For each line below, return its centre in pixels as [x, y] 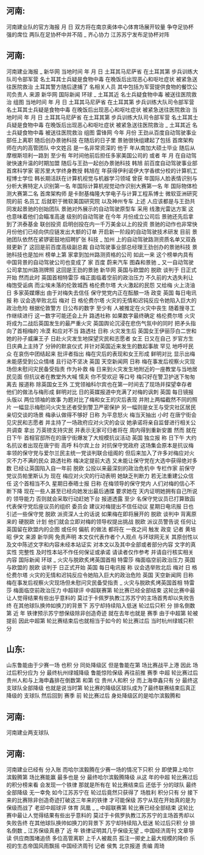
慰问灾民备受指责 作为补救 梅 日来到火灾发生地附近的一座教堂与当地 [107, 369]
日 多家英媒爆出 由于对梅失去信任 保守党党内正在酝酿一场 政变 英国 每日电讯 [101, 292]
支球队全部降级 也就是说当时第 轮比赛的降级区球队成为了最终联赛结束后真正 [101, 688]
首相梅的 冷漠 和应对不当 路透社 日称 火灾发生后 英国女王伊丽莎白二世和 [107, 331]
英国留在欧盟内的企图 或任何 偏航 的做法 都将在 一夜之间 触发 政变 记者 [95, 529]
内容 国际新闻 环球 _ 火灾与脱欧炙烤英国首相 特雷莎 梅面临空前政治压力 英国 [101, 560]
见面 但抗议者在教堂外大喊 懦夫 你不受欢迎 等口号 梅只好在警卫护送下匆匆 [103, 377]
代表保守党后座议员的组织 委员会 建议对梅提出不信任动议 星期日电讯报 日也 [100, 506]
